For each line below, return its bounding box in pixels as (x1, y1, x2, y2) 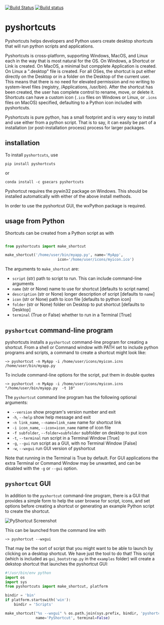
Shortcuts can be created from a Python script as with (5, 230, 114, 236)
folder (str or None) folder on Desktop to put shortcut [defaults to (12, 301, 145, 307)
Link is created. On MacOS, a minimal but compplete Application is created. (5, 63, 157, 69)
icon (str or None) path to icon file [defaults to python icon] (12, 297, 131, 302)
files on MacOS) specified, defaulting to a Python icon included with (5, 100, 142, 105)
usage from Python (5, 217, 65, 225)
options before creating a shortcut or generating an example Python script (5, 503, 155, 509)
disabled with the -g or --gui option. (5, 466, 78, 471)
